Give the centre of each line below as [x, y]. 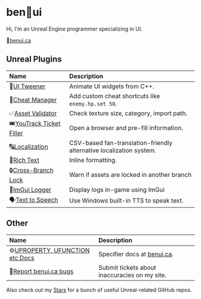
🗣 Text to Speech [34, 200]
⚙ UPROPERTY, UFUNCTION [50, 250]
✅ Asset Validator [33, 113]
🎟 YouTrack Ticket [35, 123]
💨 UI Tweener [28, 86]
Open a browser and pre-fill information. [126, 128]
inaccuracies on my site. [133, 275]
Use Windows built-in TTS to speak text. [126, 201]
